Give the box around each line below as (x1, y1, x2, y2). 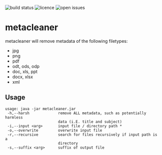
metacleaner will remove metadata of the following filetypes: (5, 38, 128, 44)
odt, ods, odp (12, 63, 40, 69)
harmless (5, 115, 23, 120)
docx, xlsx (12, 74, 33, 80)
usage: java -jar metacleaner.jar (5, 106, 76, 111)
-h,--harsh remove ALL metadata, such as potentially (7, 111, 147, 116)
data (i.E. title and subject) (58, 119, 122, 124)
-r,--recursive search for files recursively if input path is (7, 132, 158, 137)
